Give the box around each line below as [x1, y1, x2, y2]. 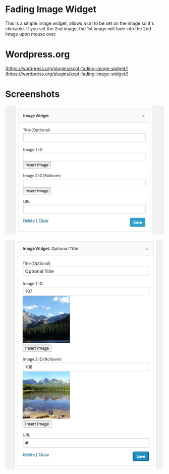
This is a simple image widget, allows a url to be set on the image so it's [5, 20, 154, 26]
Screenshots [5, 88, 60, 100]
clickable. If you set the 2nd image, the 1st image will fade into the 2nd [5, 25, 151, 31]
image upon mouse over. [5, 31, 57, 37]
